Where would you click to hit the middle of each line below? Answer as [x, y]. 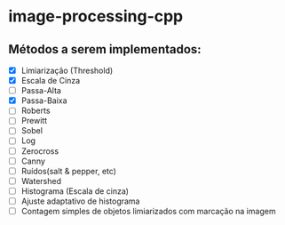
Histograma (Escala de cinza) [75, 191]
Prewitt [34, 121]
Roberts [36, 111]
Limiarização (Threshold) [67, 70]
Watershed [41, 181]
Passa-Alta [41, 91]
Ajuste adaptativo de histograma [80, 201]
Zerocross [40, 151]
